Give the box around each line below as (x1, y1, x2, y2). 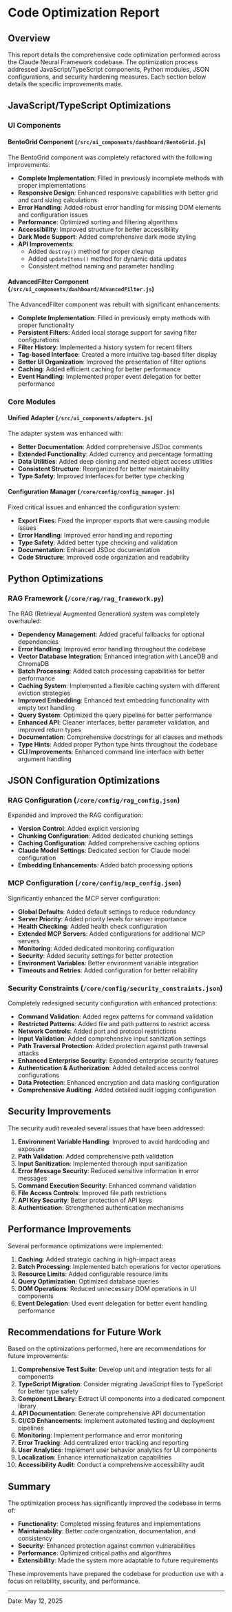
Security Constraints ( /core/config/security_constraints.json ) (8, 983, 223, 993)
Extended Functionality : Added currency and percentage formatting (17, 450, 213, 458)
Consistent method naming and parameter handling (28, 262, 175, 270)
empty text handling (17, 703, 75, 711)
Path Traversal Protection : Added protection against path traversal (17, 1042, 209, 1050)
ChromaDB (17, 659, 50, 667)
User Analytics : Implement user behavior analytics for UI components (17, 1446, 218, 1454)
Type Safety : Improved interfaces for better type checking (17, 471, 184, 480)
